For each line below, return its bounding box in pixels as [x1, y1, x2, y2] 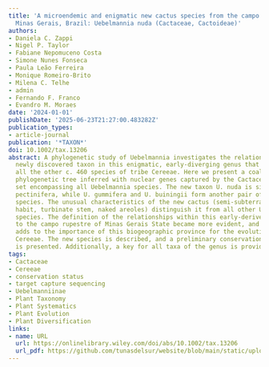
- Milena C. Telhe [8, 79, 70, 87]
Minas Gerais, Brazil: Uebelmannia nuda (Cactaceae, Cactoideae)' [15, 19, 242, 27]
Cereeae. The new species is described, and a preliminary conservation [15, 236, 263, 244]
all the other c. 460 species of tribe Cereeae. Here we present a [15, 168, 246, 176]
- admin [8, 86, 34, 95]
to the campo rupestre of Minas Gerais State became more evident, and [15, 220, 260, 228]
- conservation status [8, 272, 84, 280]
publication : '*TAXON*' [8, 138, 88, 147]
